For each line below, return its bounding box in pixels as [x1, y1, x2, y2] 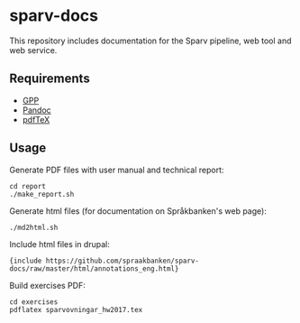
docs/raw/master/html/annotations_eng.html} [9, 263, 179, 273]
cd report [9, 181, 47, 190]
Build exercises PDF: [9, 280, 86, 291]
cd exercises [9, 297, 59, 307]
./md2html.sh [9, 223, 59, 232]
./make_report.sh [9, 189, 75, 198]
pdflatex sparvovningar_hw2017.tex [9, 305, 143, 314]
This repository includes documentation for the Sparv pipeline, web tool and [9, 35, 292, 46]
